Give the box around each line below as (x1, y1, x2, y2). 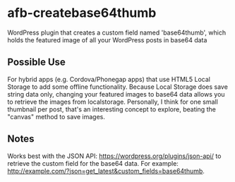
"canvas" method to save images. (7, 112, 106, 121)
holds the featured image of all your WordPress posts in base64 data (7, 35, 207, 44)
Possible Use (7, 56, 66, 68)
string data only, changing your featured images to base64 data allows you (7, 90, 225, 98)
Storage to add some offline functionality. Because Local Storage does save (7, 83, 228, 91)
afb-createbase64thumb (7, 5, 157, 21)
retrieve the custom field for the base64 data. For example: (7, 159, 179, 167)
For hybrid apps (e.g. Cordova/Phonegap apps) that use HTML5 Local (7, 75, 210, 83)
